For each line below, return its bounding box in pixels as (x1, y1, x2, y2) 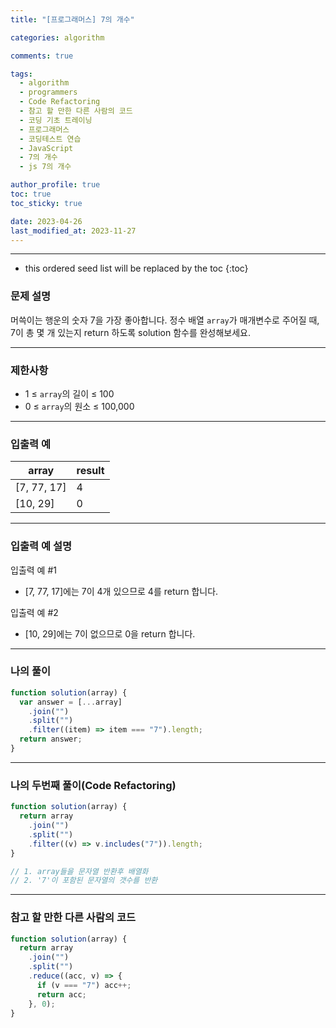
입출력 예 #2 (10, 606, 59, 618)
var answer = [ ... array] (19, 697, 123, 707)
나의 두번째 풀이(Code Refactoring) (10, 778, 177, 792)
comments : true (10, 51, 74, 61)
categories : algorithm (10, 32, 105, 43)
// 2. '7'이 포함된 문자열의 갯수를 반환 (10, 876, 158, 886)
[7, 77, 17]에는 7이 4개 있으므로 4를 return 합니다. (24, 585, 219, 597)
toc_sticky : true (10, 198, 83, 208)
